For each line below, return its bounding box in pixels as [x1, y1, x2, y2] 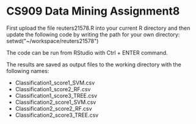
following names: [6, 67, 49, 74]
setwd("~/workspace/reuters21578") [6, 37, 99, 44]
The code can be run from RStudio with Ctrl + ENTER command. [6, 49, 168, 56]
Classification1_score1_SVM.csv [15, 79, 95, 86]
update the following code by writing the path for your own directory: [6, 30, 180, 38]
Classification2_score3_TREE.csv [15, 111, 99, 119]
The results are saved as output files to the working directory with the [6, 61, 181, 68]
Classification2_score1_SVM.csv [15, 98, 96, 106]
